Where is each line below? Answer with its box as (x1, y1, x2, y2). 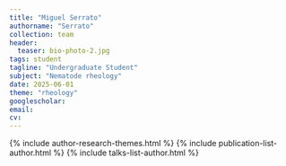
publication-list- (218, 138, 278, 149)
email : (9, 105, 34, 114)
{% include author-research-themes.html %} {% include (9, 138, 217, 149)
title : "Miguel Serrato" (9, 13, 102, 22)
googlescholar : (9, 96, 66, 106)
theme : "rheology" (9, 88, 78, 97)
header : (9, 38, 39, 48)
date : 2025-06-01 (9, 80, 74, 89)
